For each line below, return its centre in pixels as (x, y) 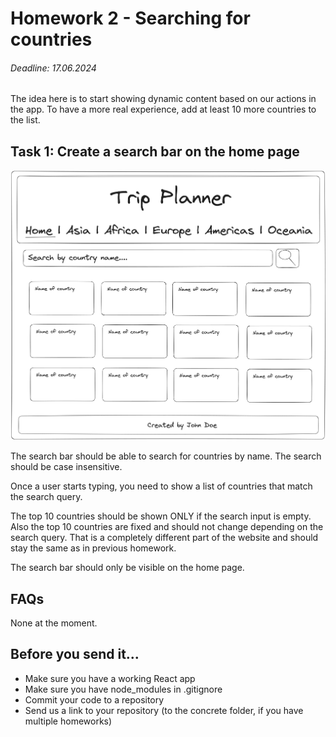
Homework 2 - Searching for (130, 18)
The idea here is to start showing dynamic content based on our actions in (163, 99)
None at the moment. (54, 623)
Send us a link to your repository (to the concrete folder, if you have (164, 710)
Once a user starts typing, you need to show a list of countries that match (161, 486)
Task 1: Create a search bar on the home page (155, 151)
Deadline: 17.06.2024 (53, 68)
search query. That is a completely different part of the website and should (164, 538)
